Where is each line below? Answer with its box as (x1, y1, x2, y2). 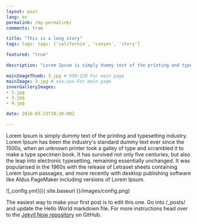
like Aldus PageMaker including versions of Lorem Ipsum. (6, 176, 145, 183)
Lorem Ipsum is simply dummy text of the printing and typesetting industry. (6, 132, 188, 139)
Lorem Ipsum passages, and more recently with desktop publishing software (6, 169, 191, 176)
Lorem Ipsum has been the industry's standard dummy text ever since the (6, 138, 185, 145)
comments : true (6, 25, 43, 31)
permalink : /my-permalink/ (6, 19, 72, 25)
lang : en (6, 14, 28, 20)
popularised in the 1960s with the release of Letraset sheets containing (6, 163, 178, 170)
